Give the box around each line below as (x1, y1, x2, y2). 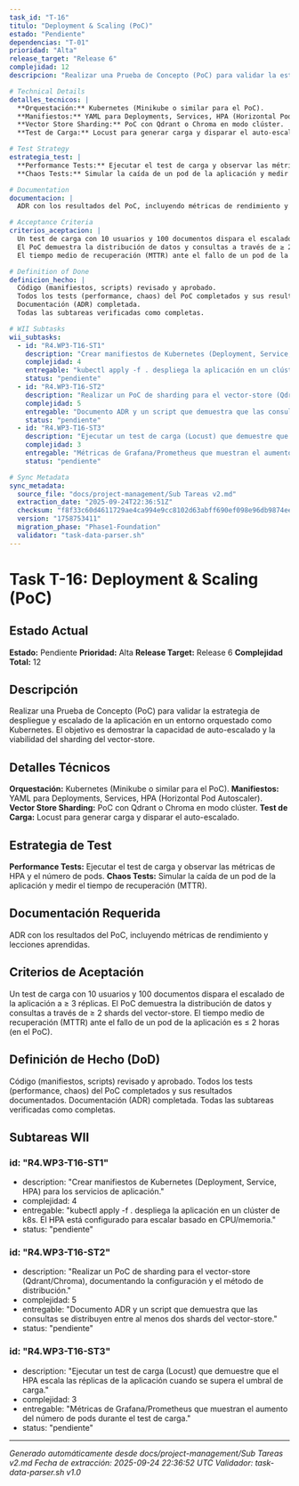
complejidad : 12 (9, 63, 69, 72)
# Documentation (9, 185, 69, 194)
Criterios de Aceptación (9, 965, 144, 980)
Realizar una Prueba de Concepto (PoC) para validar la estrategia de (9, 706, 261, 716)
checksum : (17, 506, 53, 515)
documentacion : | (9, 193, 74, 203)
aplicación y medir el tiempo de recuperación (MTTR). (9, 880, 207, 891)
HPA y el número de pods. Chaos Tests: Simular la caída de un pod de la (9, 871, 276, 882)
